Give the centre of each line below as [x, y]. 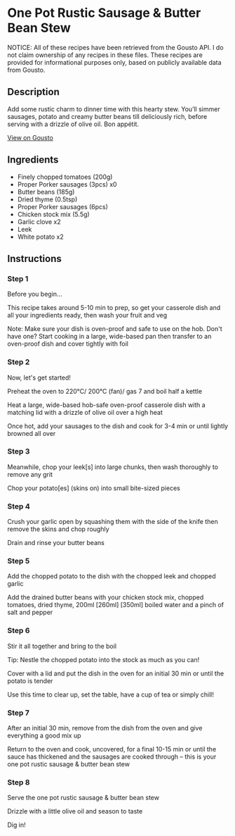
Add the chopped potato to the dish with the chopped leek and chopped [112, 576]
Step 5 [19, 561]
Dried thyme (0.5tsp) [47, 199]
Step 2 [19, 362]
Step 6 [19, 630]
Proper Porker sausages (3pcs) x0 [67, 184]
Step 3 [19, 451]
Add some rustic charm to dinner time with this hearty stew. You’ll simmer [114, 109]
